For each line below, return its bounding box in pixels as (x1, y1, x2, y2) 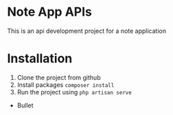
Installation (7, 51, 73, 66)
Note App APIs (7, 4, 93, 20)
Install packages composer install (16, 80, 115, 89)
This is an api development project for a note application (7, 27, 167, 35)
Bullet (16, 101, 34, 110)
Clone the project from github (16, 73, 101, 81)
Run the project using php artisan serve (16, 88, 132, 96)
